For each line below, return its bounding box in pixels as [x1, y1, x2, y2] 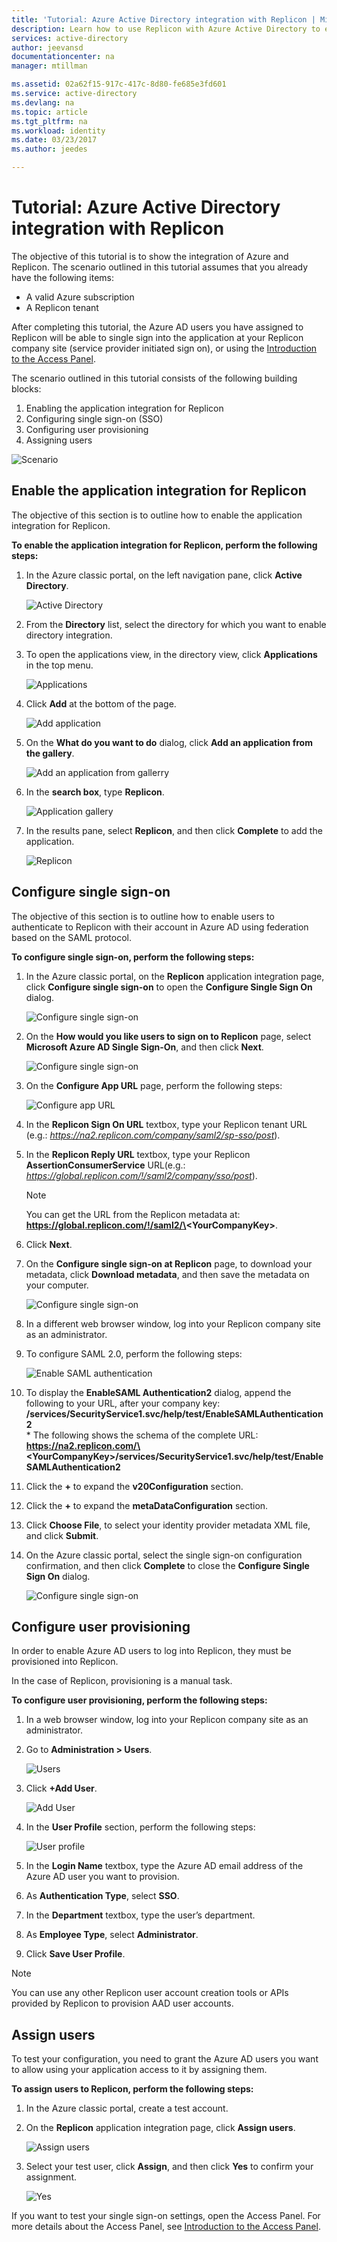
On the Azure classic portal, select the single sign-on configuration [25, 1549, 303, 1561]
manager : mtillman [11, 61, 88, 71]
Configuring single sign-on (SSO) [25, 412, 164, 425]
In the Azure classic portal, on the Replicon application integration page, [25, 970, 325, 982]
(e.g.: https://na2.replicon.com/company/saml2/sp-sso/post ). [25, 1129, 281, 1141]
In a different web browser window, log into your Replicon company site [25, 1317, 321, 1330]
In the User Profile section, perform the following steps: [25, 1821, 256, 1833]
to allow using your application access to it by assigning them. [11, 2064, 268, 2076]
